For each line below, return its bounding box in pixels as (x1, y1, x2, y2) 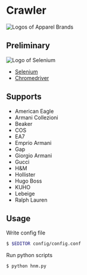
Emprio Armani (14, 139, 52, 146)
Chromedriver (14, 74, 49, 81)
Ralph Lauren (14, 196, 48, 203)
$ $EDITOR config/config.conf (6, 241, 82, 247)
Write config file (6, 229, 46, 236)
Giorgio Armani (14, 152, 52, 159)
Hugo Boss (14, 177, 42, 184)
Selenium (14, 68, 38, 75)
